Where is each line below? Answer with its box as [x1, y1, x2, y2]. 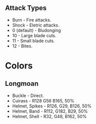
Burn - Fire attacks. [12, 17, 51, 23]
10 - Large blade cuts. [12, 32, 56, 38]
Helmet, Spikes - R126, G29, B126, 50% [12, 103, 92, 109]
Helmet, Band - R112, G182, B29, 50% [12, 108, 88, 114]
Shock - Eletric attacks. [12, 22, 60, 28]
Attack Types [5, 4, 47, 12]
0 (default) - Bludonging [12, 27, 61, 33]
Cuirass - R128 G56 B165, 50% [12, 98, 74, 103]
